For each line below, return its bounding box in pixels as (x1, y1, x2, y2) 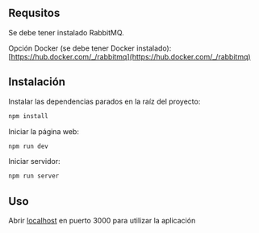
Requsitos (8, 6, 61, 20)
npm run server (8, 172, 60, 180)
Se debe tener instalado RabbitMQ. (8, 27, 125, 37)
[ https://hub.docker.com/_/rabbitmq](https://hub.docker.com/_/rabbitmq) (8, 51, 252, 61)
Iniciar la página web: (8, 126, 79, 136)
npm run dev (8, 142, 48, 150)
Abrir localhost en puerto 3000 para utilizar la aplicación (8, 216, 196, 226)
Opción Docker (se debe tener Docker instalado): (8, 43, 172, 53)
